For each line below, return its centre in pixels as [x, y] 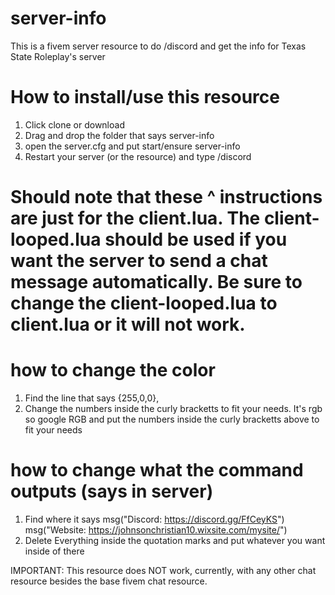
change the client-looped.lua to [144, 303]
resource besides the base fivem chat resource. [109, 581]
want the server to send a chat [139, 261]
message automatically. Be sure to [156, 282]
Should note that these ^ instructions [166, 197]
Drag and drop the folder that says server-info [119, 135]
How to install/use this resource [145, 97]
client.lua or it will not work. [128, 324]
